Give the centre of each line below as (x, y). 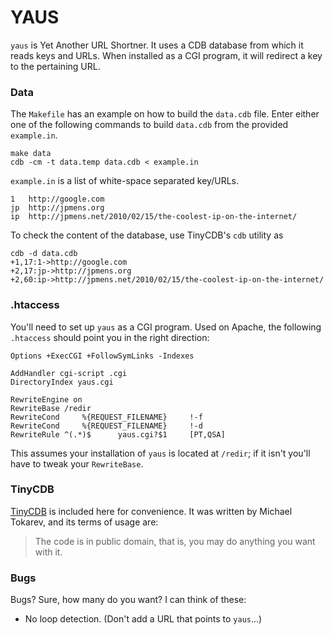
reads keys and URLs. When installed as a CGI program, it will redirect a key (166, 55)
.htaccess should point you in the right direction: (110, 337)
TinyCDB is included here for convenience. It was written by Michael (151, 511)
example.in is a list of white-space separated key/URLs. (124, 181)
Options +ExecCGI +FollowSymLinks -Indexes (102, 356)
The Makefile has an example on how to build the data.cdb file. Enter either (165, 114)
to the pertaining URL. (55, 66)
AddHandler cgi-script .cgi (69, 373)
